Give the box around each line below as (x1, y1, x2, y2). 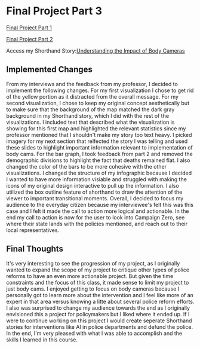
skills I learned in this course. (6, 336, 78, 343)
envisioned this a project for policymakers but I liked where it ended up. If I (6, 310, 190, 318)
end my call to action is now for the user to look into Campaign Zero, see (6, 213, 185, 221)
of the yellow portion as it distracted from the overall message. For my (6, 93, 179, 100)
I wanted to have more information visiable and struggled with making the (6, 175, 187, 183)
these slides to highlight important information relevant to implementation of (6, 144, 193, 151)
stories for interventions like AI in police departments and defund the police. (6, 323, 193, 330)
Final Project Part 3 (6, 4, 103, 18)
